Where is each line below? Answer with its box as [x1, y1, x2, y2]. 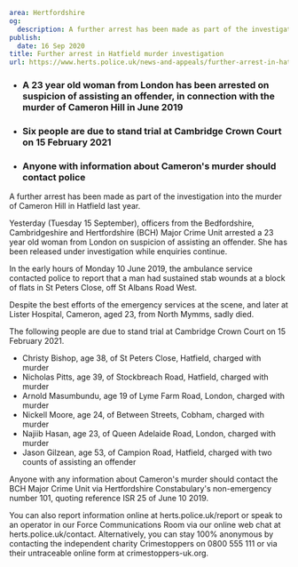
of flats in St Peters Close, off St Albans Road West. [9, 283, 198, 293]
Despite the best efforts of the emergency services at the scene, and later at [9, 299, 288, 310]
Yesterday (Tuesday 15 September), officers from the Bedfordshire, [9, 218, 255, 228]
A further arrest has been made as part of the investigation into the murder [9, 191, 282, 202]
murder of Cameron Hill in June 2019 [21, 101, 184, 114]
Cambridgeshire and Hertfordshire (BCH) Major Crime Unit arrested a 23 [9, 228, 274, 238]
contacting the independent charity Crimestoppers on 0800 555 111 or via [9, 539, 278, 549]
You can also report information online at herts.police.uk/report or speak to [9, 510, 283, 521]
